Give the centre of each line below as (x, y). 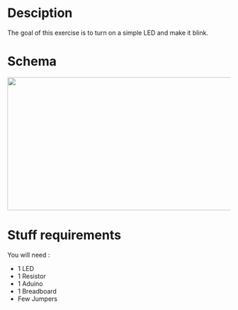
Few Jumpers (38, 299)
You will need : (29, 255)
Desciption (40, 13)
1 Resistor (32, 276)
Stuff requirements (64, 235)
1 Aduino (30, 283)
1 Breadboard (37, 291)
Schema (32, 61)
